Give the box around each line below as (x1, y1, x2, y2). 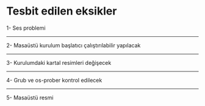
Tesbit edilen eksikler (6, 4, 117, 18)
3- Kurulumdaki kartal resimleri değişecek (6, 59, 112, 66)
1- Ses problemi (6, 24, 46, 31)
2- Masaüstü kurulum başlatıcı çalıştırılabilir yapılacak (6, 41, 141, 49)
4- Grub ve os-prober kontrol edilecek (6, 76, 103, 84)
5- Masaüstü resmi (6, 94, 54, 101)
